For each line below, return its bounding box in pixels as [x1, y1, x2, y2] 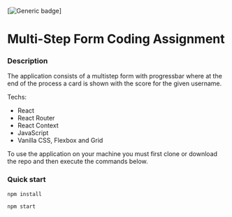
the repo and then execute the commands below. [7, 157, 148, 166]
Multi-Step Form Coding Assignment [7, 31, 225, 47]
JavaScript [17, 129, 49, 137]
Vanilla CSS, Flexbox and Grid [17, 136, 103, 145]
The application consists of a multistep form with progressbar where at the [7, 72, 222, 80]
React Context [17, 121, 59, 129]
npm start [7, 203, 36, 210]
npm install [7, 190, 42, 197]
